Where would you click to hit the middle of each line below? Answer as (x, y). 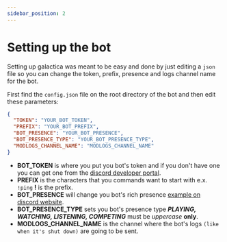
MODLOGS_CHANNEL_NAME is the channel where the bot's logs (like (118, 223)
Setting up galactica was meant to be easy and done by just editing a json (111, 66)
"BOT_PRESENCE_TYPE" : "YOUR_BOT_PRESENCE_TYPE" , (84, 140)
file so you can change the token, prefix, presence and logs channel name (111, 73)
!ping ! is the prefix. (45, 187)
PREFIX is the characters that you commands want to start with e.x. (112, 180)
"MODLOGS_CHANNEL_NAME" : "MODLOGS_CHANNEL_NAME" (84, 146)
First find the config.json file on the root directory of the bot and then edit (111, 94)
